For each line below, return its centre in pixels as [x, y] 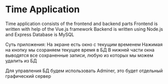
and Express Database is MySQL [40, 34]
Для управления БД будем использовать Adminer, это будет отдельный [84, 71]
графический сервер [28, 76]
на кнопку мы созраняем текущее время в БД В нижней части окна [80, 50]
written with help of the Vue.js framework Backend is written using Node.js [84, 29]
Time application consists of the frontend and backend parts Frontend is [81, 24]
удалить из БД [21, 60]
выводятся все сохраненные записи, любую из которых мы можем [79, 55]
